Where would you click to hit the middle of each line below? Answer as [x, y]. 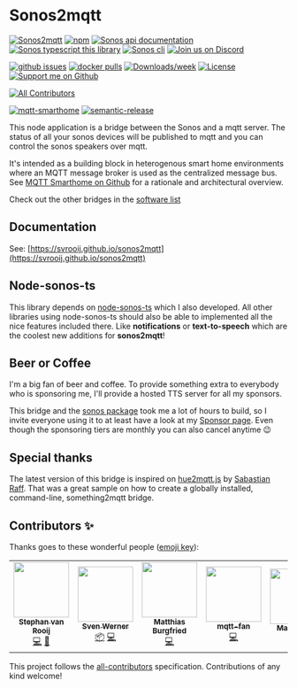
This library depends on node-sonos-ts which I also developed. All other [141, 307]
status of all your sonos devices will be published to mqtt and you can [136, 136]
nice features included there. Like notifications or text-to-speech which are [148, 326]
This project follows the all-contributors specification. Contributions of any [145, 666]
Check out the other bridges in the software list [95, 199]
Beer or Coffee [50, 363]
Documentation [53, 227]
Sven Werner [106, 626]
